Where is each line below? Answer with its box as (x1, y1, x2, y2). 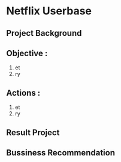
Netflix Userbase (6, 4, 92, 18)
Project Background (6, 28, 82, 38)
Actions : (6, 88, 41, 98)
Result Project (6, 127, 60, 137)
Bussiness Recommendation (6, 148, 116, 158)
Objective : (6, 48, 48, 58)
